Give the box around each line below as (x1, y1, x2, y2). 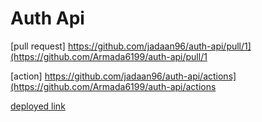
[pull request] (10, 40, 66, 52)
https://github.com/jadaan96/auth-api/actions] (44, 70, 237, 82)
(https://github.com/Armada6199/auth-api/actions (10, 80, 217, 92)
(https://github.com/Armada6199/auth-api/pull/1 (10, 50, 208, 62)
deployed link (10, 100, 66, 112)
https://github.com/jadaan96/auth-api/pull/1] (67, 40, 252, 52)
